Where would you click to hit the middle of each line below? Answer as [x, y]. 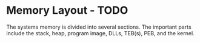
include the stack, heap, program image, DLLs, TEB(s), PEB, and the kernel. [101, 33]
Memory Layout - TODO [67, 10]
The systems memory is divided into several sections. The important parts [99, 27]
